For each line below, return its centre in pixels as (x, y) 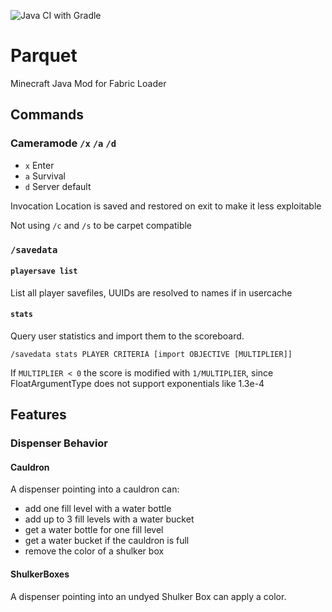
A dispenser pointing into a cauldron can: (95, 489)
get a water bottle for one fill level (94, 530)
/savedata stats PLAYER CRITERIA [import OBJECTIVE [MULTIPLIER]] (151, 354)
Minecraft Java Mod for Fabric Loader (88, 83)
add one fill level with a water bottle (98, 509)
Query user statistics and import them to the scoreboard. (127, 336)
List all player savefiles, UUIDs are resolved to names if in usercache (151, 292)
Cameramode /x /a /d (63, 143)
